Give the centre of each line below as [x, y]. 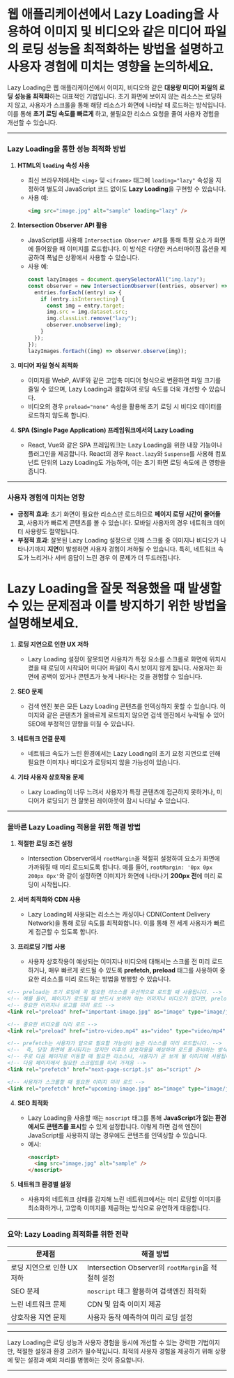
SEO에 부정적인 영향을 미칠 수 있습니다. [81, 724]
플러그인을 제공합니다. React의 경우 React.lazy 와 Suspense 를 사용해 [120, 453]
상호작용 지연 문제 [38, 1317]
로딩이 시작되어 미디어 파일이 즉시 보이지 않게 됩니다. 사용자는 [132, 668]
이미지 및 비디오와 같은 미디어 [123, 32]
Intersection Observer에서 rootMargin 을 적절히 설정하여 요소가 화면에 [124, 859]
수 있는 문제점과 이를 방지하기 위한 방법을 [117, 606]
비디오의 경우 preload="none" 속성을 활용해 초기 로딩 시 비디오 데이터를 [125, 406]
